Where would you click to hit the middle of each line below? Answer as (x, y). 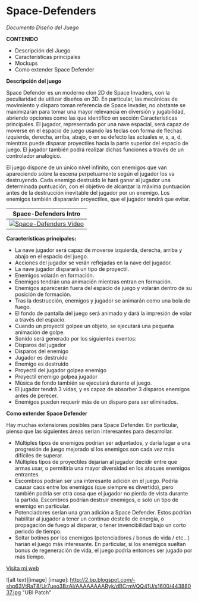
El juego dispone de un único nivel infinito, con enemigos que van (87, 167)
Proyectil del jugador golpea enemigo (61, 370)
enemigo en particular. (42, 506)
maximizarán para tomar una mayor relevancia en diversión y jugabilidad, (96, 111)
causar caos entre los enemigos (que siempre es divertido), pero (94, 487)
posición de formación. (43, 294)
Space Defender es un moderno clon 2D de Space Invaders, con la (88, 92)
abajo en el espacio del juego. (51, 256)
